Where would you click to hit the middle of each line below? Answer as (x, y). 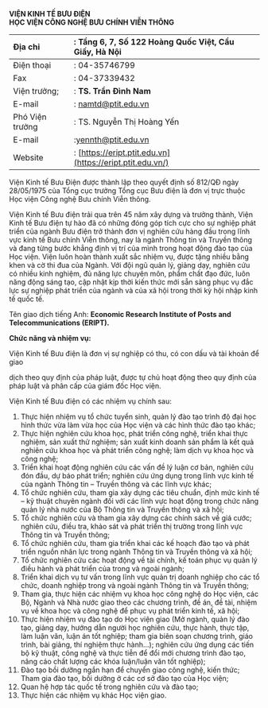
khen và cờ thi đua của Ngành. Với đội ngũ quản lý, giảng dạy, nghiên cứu (130, 265)
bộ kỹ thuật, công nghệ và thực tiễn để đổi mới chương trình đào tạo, (133, 653)
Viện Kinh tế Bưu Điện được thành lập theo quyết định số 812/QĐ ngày (124, 182)
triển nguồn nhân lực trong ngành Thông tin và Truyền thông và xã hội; (136, 551)
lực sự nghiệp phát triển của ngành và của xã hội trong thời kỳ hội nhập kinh (133, 290)
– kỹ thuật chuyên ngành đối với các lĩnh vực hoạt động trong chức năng (140, 501)
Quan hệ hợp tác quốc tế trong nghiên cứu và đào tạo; (109, 687)
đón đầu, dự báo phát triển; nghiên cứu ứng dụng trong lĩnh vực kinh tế (137, 476)
